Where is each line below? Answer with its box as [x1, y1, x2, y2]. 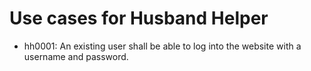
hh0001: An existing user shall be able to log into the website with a [23, 40, 302, 52]
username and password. [23, 50, 129, 62]
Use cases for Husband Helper [9, 7, 269, 30]
